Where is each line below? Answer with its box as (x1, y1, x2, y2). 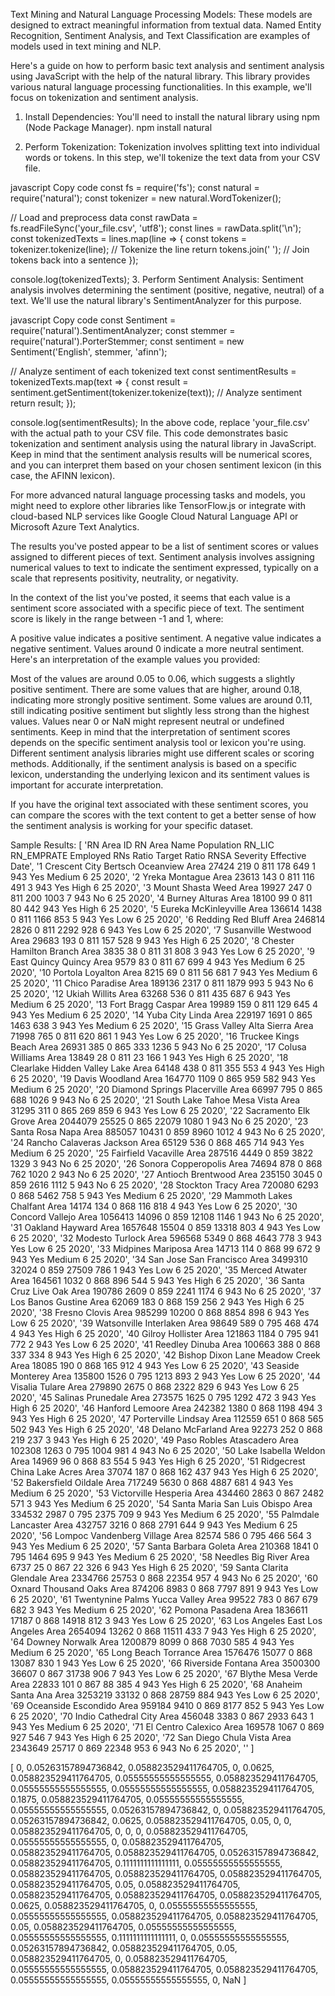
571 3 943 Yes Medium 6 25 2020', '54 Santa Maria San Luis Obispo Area (10, 1498, 313, 1509)
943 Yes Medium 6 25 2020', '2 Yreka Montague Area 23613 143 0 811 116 (10, 871, 315, 883)
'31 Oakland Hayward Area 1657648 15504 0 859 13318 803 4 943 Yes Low (10, 1222, 321, 1233)
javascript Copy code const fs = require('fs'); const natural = (10, 182, 260, 193)
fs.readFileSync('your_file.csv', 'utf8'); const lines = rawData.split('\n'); (10, 222, 302, 234)
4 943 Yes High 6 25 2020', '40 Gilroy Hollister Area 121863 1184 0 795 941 (10, 1328, 319, 1339)
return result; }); (10, 397, 77, 409)
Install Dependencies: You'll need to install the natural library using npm (24, 111, 320, 123)
